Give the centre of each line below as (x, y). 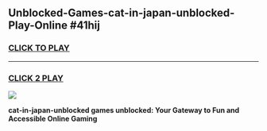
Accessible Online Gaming (53, 118)
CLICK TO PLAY (39, 48)
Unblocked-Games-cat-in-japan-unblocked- (122, 13)
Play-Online (38, 26)
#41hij (85, 26)
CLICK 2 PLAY (36, 78)
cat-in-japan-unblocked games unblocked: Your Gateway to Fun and (124, 110)
